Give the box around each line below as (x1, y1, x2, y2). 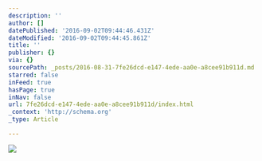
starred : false (8, 71, 59, 79)
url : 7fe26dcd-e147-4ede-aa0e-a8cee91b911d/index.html (8, 100, 194, 108)
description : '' (8, 11, 62, 20)
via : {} (8, 57, 34, 65)
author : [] (8, 19, 45, 27)
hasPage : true (8, 85, 56, 94)
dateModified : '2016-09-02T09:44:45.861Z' (8, 33, 151, 42)
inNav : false (8, 93, 52, 101)
